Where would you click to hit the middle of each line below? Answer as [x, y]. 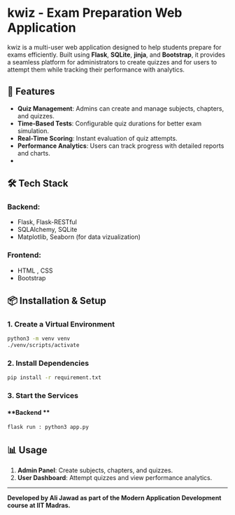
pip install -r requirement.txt [54, 378]
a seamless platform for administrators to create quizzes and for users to [112, 62]
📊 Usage [27, 450]
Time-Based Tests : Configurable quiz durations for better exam [109, 123]
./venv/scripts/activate [43, 345]
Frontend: [24, 255]
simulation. [33, 130]
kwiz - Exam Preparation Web [95, 13]
